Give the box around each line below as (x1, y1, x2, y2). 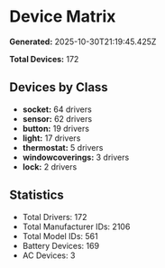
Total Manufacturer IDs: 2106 (22, 221, 131, 232)
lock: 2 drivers (22, 161, 78, 172)
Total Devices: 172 (9, 53, 79, 64)
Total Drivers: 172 (22, 211, 87, 222)
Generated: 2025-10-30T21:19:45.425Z (9, 36, 157, 47)
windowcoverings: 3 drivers (22, 152, 130, 162)
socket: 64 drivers (22, 104, 92, 115)
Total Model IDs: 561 (22, 230, 98, 241)
